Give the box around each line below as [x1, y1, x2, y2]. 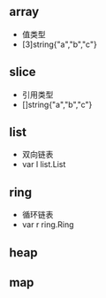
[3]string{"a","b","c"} [21, 39, 97, 50]
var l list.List [21, 159, 66, 170]
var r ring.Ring [21, 219, 74, 230]
